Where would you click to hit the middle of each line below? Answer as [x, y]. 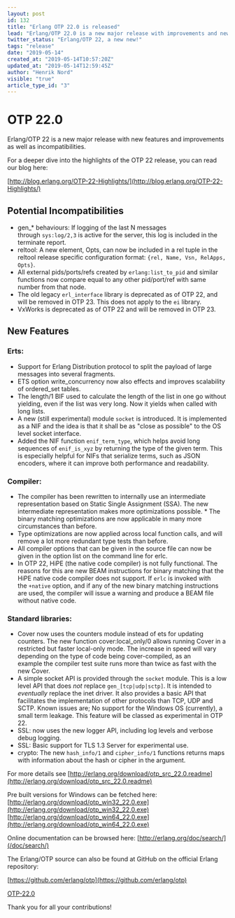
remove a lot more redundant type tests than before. [93, 541]
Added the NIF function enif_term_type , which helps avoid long [109, 441]
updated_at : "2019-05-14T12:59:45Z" [60, 66]
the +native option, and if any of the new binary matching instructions [118, 586]
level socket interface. [49, 433]
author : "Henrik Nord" [40, 72]
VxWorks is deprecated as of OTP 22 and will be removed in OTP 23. [116, 309]
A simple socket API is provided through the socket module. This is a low [122, 679]
